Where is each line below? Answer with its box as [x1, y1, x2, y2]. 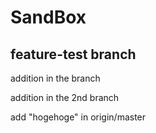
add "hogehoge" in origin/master [10, 111, 147, 123]
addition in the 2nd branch [10, 92, 120, 103]
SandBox [10, 6, 87, 29]
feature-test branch [10, 46, 137, 63]
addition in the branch [10, 72, 101, 84]
